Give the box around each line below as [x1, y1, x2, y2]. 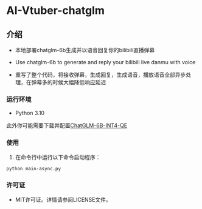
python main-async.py [6, 165, 61, 171]
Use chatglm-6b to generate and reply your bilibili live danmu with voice [15, 59, 196, 65]
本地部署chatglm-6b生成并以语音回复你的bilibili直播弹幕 [15, 47, 155, 53]
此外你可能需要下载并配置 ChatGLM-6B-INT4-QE [6, 122, 128, 129]
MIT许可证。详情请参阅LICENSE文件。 [15, 196, 111, 203]
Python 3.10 [15, 110, 44, 117]
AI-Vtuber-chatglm [6, 4, 105, 18]
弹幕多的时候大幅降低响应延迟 [31, 79, 106, 85]
